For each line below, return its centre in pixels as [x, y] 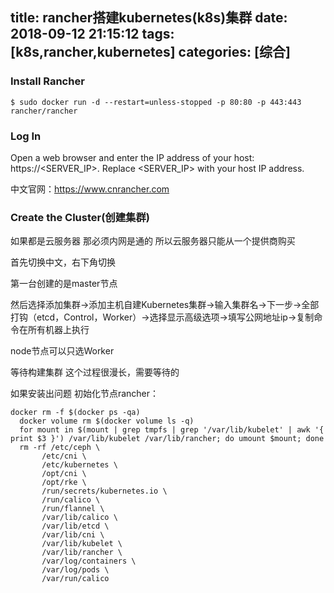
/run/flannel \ [73, 509]
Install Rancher [47, 81]
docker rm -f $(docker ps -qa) [75, 413]
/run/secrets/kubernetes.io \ [104, 491]
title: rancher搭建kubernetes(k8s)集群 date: [149, 18]
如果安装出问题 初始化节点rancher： [85, 394]
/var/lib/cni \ [73, 535]
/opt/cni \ [64, 474]
